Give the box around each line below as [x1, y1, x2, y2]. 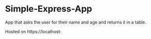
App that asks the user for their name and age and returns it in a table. [5, 19, 147, 25]
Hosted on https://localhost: [5, 28, 62, 34]
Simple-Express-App [5, 3, 92, 14]
